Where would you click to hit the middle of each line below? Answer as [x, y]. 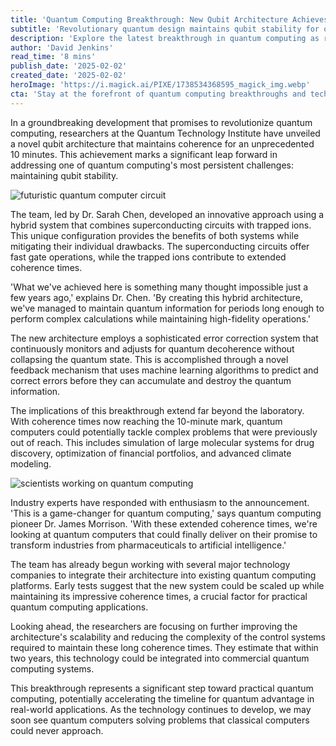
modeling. [31, 463]
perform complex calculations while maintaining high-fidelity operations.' [160, 318]
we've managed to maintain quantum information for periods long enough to [167, 308]
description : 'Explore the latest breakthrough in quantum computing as [165, 38]
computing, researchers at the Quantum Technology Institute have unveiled [165, 133]
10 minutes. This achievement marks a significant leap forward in [144, 154]
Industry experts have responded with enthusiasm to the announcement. [160, 502]
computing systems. [52, 668]
